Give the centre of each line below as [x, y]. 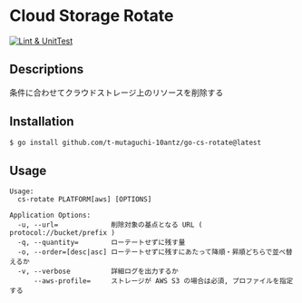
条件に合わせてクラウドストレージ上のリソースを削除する [117, 93]
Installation [42, 122]
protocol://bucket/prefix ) [63, 233]
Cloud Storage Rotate [92, 16]
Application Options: [50, 215]
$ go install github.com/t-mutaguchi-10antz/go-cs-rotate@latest [135, 142]
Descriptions [47, 69]
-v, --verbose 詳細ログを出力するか [98, 272]
